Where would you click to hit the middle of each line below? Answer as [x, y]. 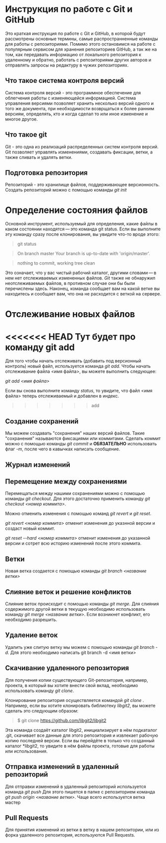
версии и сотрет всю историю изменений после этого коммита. [73, 543]
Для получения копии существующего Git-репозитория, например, [77, 680]
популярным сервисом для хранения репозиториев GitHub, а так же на [81, 49]
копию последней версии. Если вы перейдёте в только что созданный [80, 740]
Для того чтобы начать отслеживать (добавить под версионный [73, 361]
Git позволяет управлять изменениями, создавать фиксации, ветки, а [79, 152]
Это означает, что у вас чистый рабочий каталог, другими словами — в [81, 273]
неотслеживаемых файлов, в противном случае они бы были [70, 283]
